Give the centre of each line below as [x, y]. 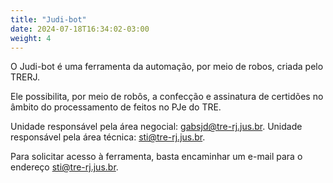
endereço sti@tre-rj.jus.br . [64, 167]
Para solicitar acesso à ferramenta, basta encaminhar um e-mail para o [156, 157]
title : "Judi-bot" [48, 19]
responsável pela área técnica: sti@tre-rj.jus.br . [108, 137]
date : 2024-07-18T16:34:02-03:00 [80, 29]
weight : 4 [31, 38]
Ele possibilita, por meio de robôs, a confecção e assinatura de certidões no [167, 97]
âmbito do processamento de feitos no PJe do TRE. [116, 107]
